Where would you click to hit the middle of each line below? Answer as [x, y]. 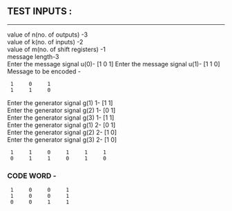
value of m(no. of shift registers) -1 [56, 49]
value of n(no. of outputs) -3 [48, 35]
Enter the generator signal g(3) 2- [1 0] [62, 139]
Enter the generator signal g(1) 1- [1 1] [60, 102]
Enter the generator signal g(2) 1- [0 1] [61, 110]
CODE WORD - [32, 176]
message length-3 [33, 56]
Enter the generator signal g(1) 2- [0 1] [61, 125]
